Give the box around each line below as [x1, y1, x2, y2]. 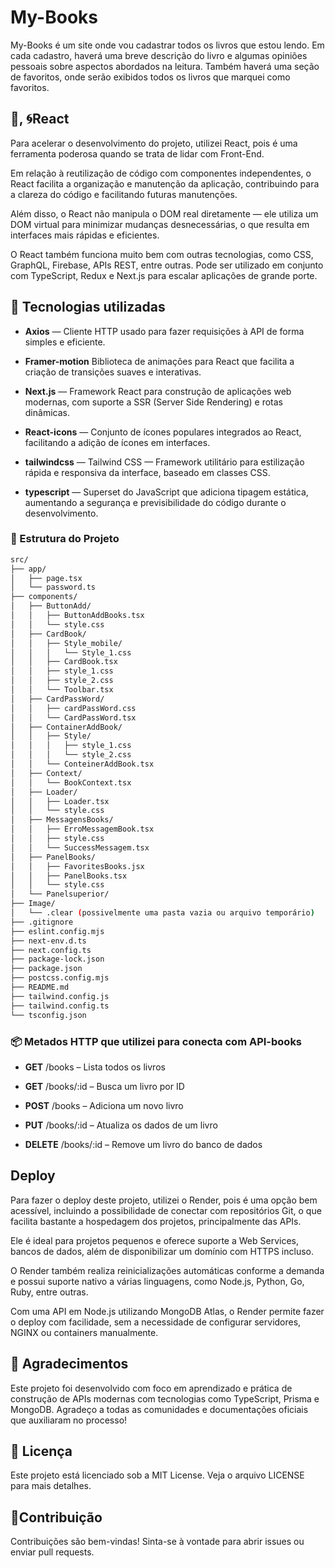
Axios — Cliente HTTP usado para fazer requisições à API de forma [24, 325, 305, 337]
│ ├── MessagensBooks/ [10, 815, 114, 825]
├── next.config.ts [10, 945, 92, 955]
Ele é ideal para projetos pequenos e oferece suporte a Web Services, [10, 1234, 299, 1246]
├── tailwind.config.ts [10, 1001, 110, 1011]
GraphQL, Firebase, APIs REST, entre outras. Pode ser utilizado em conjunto [10, 259, 324, 271]
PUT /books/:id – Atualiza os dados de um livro [24, 1119, 218, 1131]
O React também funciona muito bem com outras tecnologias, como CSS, [10, 248, 314, 260]
